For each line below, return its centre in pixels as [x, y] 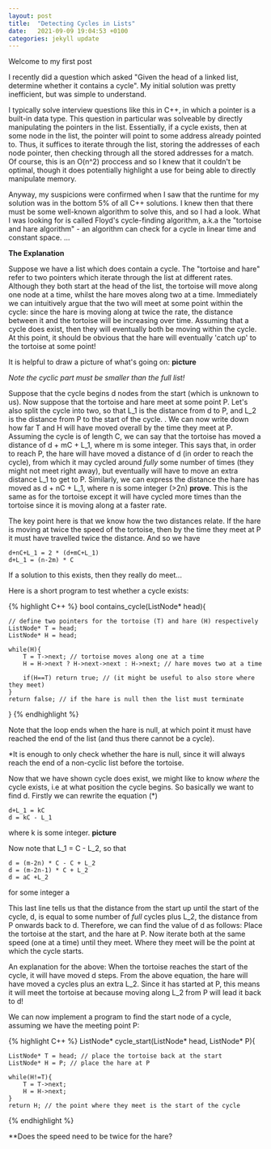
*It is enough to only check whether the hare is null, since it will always [127, 755]
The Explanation [36, 253]
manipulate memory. [42, 179]
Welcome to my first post [50, 62]
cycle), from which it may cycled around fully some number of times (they [131, 462]
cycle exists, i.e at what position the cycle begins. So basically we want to [131, 787]
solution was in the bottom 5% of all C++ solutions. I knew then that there [131, 203]
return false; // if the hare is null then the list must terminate [126, 700]
